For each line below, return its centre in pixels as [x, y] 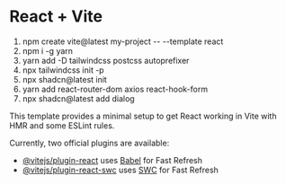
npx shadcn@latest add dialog [78, 98]
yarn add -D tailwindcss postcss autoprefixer [106, 60]
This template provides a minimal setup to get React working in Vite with [143, 116]
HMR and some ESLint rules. [62, 125]
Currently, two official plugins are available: [89, 143]
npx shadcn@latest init [65, 79]
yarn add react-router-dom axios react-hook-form [115, 89]
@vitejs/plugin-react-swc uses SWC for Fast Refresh [120, 170]
